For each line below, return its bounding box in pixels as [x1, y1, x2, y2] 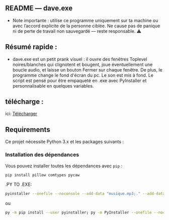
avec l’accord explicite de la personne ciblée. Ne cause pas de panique [12, 23, 160, 29]
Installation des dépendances [5, 151, 79, 158]
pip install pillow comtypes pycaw [5, 172, 80, 178]
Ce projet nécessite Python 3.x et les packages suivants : [5, 138, 124, 145]
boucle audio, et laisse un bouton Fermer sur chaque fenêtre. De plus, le [12, 66, 162, 72]
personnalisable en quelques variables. [12, 83, 94, 89]
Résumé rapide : [5, 43, 57, 51]
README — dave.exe [5, 4, 73, 13]
